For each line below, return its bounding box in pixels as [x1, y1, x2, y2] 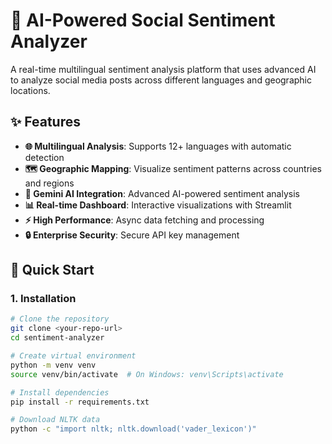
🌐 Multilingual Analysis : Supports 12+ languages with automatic [24, 140, 292, 152]
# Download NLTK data [10, 415, 101, 425]
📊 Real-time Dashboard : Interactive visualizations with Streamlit [24, 199, 292, 211]
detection [24, 151, 65, 163]
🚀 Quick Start [10, 262, 95, 279]
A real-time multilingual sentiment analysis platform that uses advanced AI [10, 63, 317, 75]
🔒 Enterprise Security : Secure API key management [24, 229, 240, 241]
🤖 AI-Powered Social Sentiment [10, 9, 276, 32]
